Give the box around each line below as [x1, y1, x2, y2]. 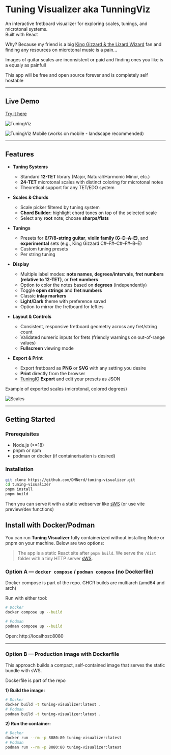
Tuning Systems [12, 164, 48, 170]
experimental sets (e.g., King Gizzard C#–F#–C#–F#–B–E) [20, 240, 142, 246]
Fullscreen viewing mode [20, 345, 74, 351]
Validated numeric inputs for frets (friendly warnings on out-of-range [20, 334, 165, 340]
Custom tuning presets [20, 245, 68, 251]
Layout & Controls [12, 313, 52, 319]
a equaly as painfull [5, 62, 46, 68]
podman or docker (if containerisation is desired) [12, 453, 116, 459]
